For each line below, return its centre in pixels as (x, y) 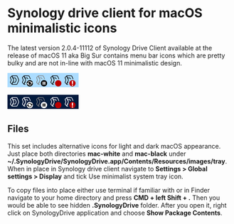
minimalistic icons (62, 28)
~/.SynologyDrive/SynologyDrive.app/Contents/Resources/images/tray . (117, 161)
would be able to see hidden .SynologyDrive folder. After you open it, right (117, 205)
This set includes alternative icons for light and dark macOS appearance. (114, 146)
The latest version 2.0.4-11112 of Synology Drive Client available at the (110, 48)
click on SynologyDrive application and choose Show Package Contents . (115, 213)
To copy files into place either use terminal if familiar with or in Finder (108, 190)
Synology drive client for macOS (105, 13)
